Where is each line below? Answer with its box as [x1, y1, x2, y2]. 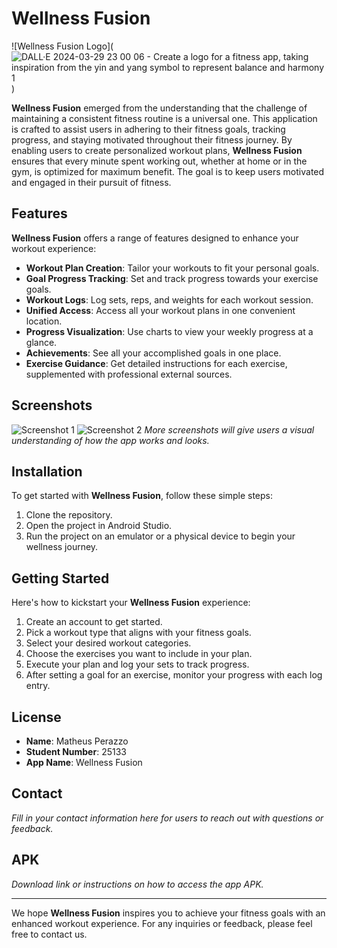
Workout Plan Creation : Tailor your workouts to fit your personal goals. [25, 262, 320, 274]
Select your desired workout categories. [25, 637, 192, 649]
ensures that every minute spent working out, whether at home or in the [11, 155, 308, 167]
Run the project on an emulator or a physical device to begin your [25, 530, 296, 542]
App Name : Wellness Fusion [25, 757, 143, 768]
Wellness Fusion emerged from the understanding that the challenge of [11, 102, 308, 114]
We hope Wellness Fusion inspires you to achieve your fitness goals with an [11, 907, 326, 919]
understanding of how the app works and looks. [11, 434, 210, 446]
